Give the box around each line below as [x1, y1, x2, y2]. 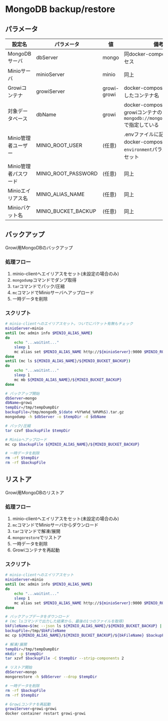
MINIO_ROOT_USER [35, 142, 82, 149]
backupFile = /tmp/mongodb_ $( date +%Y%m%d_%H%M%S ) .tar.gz [5, 410, 124, 415]
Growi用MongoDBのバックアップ [5, 244, 73, 250]
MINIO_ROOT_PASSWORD [35, 170, 98, 177]
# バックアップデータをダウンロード [5, 614, 69, 619]
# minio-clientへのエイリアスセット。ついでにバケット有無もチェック [5, 321, 133, 327]
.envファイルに [123, 131, 159, 137]
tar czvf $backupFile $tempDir [5, 428, 70, 433]
